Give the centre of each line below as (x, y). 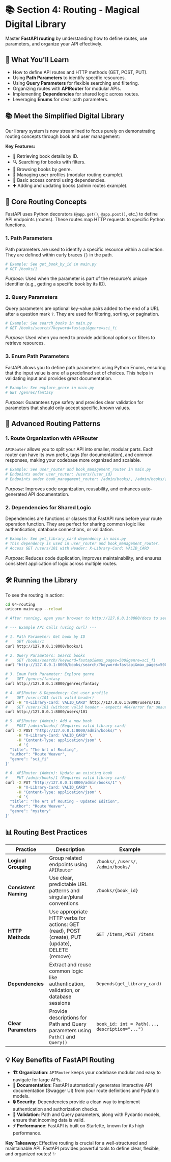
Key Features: (20, 146)
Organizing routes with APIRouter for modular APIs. (67, 88)
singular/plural (66, 897)
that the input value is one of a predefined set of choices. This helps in (79, 373)
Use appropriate (68, 911)
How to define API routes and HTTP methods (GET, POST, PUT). (80, 72)
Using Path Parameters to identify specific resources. (69, 78)
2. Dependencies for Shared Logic (48, 507)
